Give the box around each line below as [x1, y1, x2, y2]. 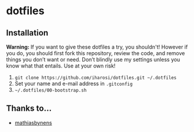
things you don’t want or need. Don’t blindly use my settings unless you [6, 56, 180, 63]
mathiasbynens [14, 119, 52, 126]
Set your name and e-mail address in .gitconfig [14, 80, 133, 87]
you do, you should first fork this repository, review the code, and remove [6, 50, 185, 57]
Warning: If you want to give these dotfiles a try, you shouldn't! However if [6, 43, 188, 50]
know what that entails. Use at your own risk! [6, 62, 116, 69]
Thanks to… [6, 104, 52, 114]
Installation [6, 28, 48, 38]
